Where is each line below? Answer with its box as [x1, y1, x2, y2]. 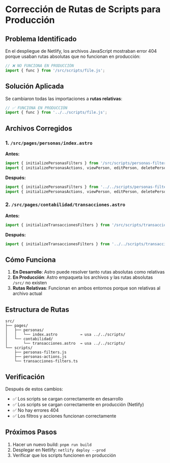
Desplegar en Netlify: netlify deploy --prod [12, 447, 106, 453]
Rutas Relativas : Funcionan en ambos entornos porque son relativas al [12, 285, 161, 291]
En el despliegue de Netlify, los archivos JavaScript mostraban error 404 [5, 48, 157, 54]
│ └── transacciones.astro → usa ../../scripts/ [5, 341, 125, 346]
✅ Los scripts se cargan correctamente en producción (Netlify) [12, 401, 144, 407]
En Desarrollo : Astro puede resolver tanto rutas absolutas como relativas [12, 269, 165, 275]
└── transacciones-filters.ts [14, 359, 78, 364]
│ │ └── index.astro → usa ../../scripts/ [5, 332, 125, 337]
